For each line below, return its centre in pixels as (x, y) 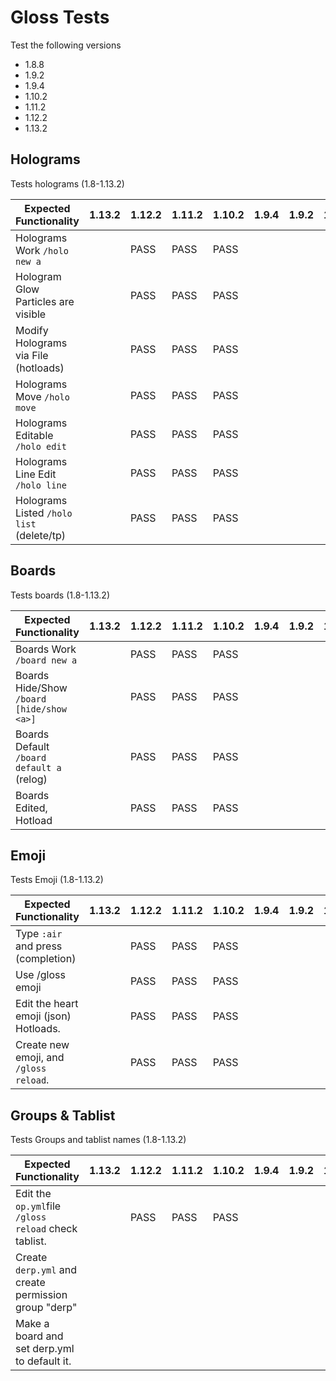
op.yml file (38, 1206)
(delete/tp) (41, 535)
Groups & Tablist (63, 1115)
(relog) (31, 779)
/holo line (41, 485)
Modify (32, 330)
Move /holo (42, 396)
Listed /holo (44, 513)
